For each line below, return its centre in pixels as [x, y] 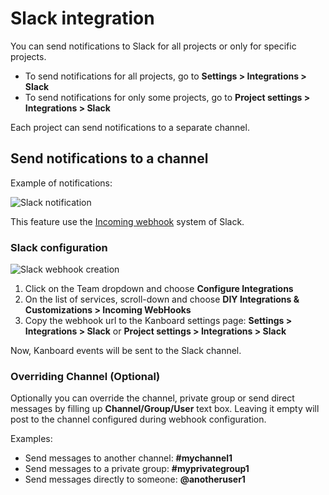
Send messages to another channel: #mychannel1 [128, 458]
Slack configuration [59, 247]
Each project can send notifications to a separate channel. [130, 127]
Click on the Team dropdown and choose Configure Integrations [159, 289]
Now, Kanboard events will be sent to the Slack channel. [126, 351]
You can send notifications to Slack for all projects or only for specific [153, 46]
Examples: [31, 439]
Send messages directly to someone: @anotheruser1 [135, 479]
